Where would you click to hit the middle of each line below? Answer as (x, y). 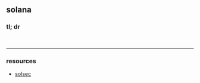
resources (21, 61)
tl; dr (13, 27)
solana (19, 10)
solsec (23, 73)
